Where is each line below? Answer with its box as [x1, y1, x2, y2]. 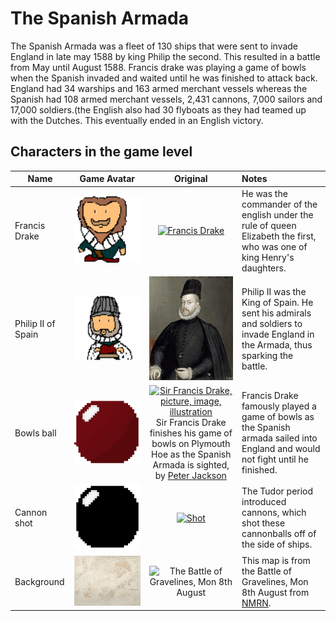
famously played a [241, 400, 317, 412]
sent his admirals [241, 307, 312, 319]
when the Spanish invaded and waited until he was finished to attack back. [10, 72, 318, 84]
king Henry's [241, 251, 295, 263]
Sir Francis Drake [155, 416, 227, 428]
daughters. [241, 262, 287, 274]
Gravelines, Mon [241, 575, 309, 587]
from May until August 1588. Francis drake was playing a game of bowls [10, 61, 307, 73]
